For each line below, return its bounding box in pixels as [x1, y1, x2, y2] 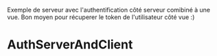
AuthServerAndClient [7, 37, 133, 53]
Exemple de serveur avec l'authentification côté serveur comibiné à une [7, 6, 211, 14]
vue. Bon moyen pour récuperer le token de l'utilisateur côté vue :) [7, 13, 195, 21]
